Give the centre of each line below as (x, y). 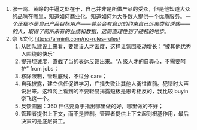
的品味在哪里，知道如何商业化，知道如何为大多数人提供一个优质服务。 (99, 16)
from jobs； (44, 69)
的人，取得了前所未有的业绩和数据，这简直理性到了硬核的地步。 (90, 31)
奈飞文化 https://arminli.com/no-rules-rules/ (66, 39)
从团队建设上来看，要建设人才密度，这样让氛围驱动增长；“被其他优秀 (106, 46)
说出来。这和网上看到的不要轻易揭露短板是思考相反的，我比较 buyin (104, 91)
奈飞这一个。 (37, 99)
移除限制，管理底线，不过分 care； (64, 76)
